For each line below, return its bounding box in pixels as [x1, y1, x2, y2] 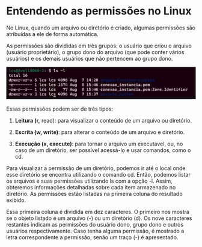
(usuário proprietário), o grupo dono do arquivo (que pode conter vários [6, 48, 185, 55]
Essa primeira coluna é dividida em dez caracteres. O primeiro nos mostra [6, 209, 189, 216]
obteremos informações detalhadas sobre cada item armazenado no [6, 184, 176, 191]
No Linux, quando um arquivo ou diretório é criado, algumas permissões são [6, 24, 195, 31]
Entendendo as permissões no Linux [6, 4, 192, 18]
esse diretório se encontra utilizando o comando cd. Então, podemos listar [6, 171, 191, 178]
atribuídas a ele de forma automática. [6, 30, 99, 37]
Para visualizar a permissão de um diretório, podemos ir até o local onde [6, 165, 186, 172]
